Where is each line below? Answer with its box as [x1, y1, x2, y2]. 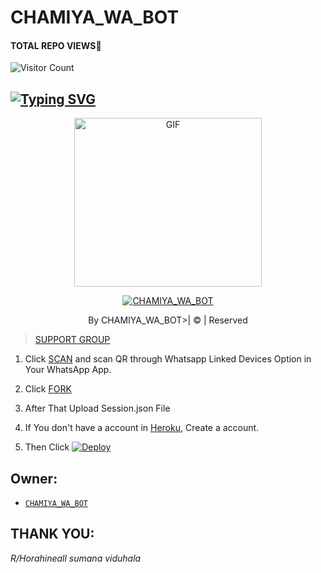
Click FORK [24, 383, 72, 395]
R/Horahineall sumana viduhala [10, 552, 142, 564]
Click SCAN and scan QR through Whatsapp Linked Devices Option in [24, 353, 312, 365]
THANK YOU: [10, 526, 95, 543]
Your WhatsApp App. [24, 364, 112, 376]
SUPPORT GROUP [34, 334, 111, 346]
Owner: [10, 470, 58, 487]
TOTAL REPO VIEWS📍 [10, 39, 102, 51]
